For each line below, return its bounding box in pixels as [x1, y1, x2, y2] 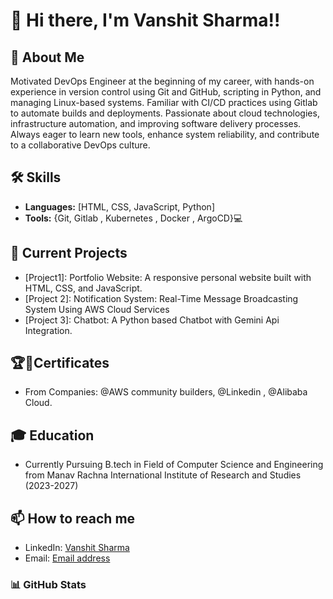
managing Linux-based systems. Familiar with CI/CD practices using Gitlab [10, 97, 318, 108]
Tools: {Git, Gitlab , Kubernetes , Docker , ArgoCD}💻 [24, 212, 243, 224]
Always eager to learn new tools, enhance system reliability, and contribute [10, 129, 320, 140]
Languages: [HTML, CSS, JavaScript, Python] [24, 200, 215, 213]
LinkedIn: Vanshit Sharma [24, 542, 130, 554]
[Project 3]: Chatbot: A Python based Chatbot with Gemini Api [24, 314, 280, 326]
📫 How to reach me [10, 510, 136, 527]
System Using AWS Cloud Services [24, 303, 170, 315]
